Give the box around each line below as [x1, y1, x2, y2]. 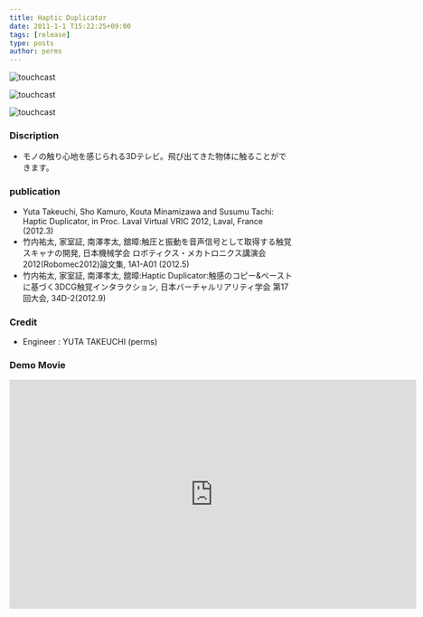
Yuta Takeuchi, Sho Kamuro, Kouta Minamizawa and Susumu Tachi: [22, 205, 274, 217]
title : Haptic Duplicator [9, 13, 107, 23]
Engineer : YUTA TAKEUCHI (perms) [22, 337, 158, 347]
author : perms [9, 47, 63, 56]
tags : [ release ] [9, 30, 70, 39]
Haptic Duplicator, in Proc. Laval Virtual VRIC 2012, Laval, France [22, 215, 264, 226]
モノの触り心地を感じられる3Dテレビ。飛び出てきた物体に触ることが [22, 151, 279, 162]
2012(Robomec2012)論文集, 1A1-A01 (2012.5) [22, 259, 190, 270]
